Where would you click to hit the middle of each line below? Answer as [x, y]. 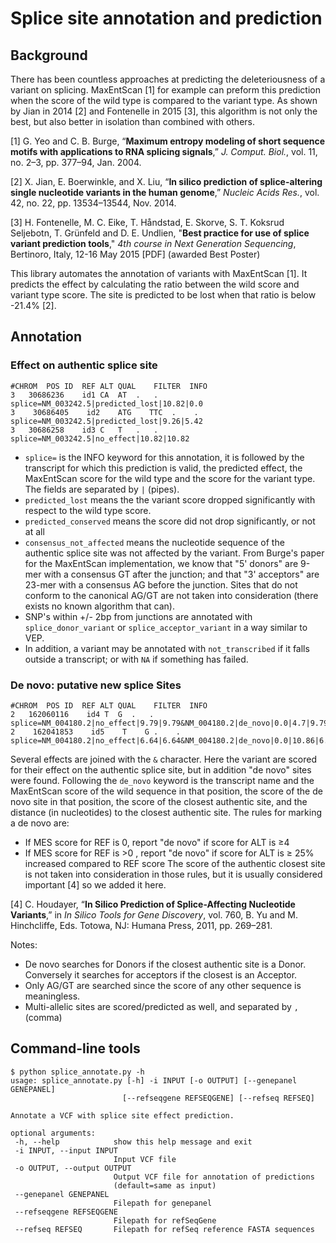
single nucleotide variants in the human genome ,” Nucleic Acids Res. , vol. [165, 192]
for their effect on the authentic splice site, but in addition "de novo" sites [161, 769]
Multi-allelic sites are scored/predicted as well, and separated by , [162, 1006]
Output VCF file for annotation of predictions [214, 1177]
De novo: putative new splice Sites [96, 685]
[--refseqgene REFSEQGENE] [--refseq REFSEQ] [218, 1098]
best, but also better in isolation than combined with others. [132, 121]
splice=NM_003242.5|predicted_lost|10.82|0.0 [106, 403]
